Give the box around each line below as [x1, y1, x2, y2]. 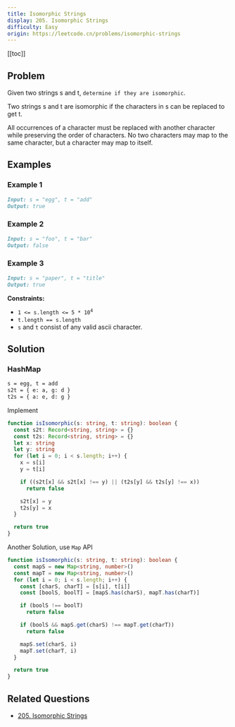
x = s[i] [20, 459, 46, 467]
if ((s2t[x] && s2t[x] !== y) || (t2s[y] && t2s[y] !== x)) [20, 478, 200, 486]
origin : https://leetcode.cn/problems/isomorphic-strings [7, 30, 181, 37]
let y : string [13, 446, 55, 453]
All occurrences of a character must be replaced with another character [7, 124, 216, 132]
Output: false [7, 241, 49, 249]
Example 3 [7, 258, 44, 268]
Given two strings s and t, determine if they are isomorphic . [7, 89, 186, 97]
